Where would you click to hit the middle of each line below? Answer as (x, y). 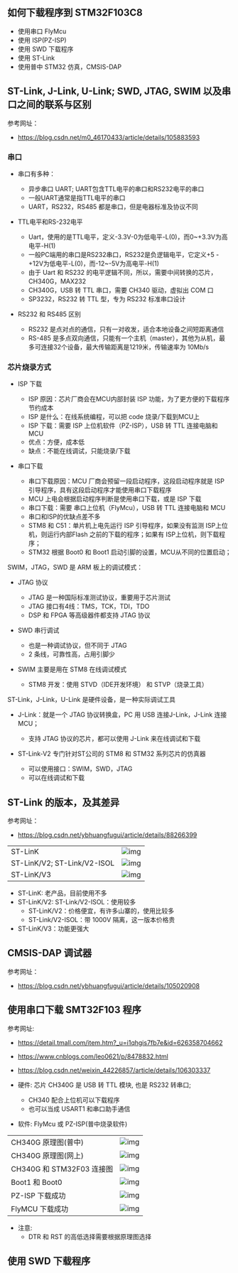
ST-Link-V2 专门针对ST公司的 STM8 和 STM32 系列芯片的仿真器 (112, 754)
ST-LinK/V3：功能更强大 (53, 928)
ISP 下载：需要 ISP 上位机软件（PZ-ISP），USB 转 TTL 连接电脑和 (123, 426)
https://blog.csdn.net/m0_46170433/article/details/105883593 (109, 137)
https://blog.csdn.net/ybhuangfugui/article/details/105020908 (109, 985)
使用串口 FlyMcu (42, 31)
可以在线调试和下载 (56, 778)
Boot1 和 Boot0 (37, 1182)
